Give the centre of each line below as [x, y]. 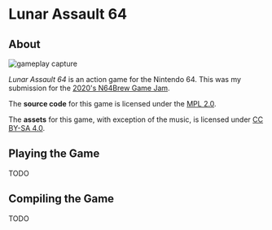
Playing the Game [54, 154]
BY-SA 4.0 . [27, 128]
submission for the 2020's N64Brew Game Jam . [89, 88]
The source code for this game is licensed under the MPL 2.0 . [113, 104]
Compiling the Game [61, 199]
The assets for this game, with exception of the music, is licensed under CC [136, 119]
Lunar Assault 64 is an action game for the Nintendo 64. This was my [125, 79]
